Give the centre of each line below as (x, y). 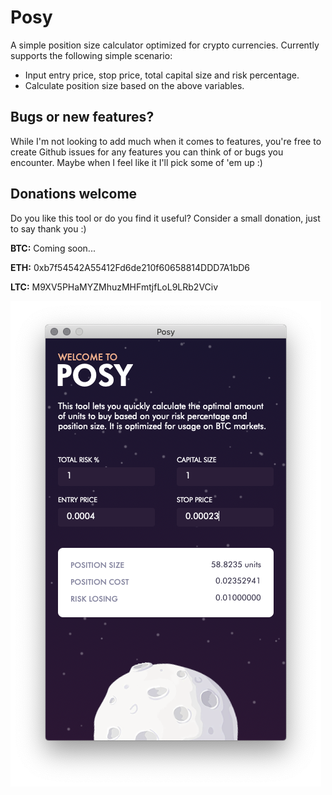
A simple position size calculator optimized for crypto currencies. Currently (165, 45)
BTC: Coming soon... (53, 248)
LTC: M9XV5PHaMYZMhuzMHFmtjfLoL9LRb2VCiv (114, 287)
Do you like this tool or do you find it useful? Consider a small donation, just (165, 218)
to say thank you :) (48, 228)
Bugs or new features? (82, 117)
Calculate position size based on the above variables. (134, 85)
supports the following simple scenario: (91, 55)
